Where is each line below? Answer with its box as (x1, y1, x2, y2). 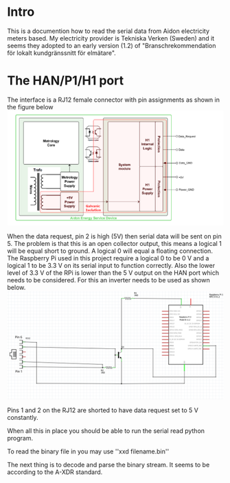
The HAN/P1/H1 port (7, 73, 124, 89)
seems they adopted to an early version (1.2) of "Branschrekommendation (7, 41, 216, 49)
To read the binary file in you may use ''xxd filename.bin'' (7, 447, 170, 456)
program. (7, 434, 34, 442)
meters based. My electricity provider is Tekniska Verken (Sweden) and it (7, 34, 215, 42)
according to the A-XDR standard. (7, 468, 103, 476)
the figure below (7, 102, 54, 111)
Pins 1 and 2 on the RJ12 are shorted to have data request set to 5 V (7, 406, 199, 414)
